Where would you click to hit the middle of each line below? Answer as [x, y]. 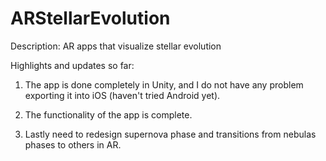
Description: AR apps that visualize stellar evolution [116, 46]
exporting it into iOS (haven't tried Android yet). [122, 95]
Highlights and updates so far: [72, 65]
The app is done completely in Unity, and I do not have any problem [164, 84]
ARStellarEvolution [90, 18]
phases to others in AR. [73, 144]
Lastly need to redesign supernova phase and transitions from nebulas [170, 134]
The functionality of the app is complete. [108, 114]
